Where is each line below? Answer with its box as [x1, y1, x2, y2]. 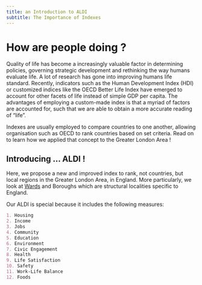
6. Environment [6, 240, 45, 246]
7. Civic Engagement [6, 246, 58, 252]
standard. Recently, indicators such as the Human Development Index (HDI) [6, 80, 194, 87]
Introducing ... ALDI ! [6, 153, 86, 164]
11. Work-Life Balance [6, 269, 63, 275]
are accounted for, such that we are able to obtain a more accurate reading [6, 105, 193, 112]
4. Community [6, 229, 39, 235]
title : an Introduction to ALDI [6, 8, 87, 15]
